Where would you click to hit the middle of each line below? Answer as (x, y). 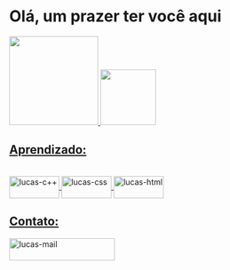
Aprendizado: (48, 150)
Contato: (34, 222)
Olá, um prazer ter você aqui (115, 16)
